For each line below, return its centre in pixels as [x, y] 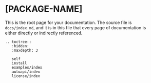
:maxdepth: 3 [25, 50]
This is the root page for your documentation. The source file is [68, 22]
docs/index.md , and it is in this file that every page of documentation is [75, 27]
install [19, 63]
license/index [26, 76]
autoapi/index [26, 72]
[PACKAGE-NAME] [44, 9]
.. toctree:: [18, 42]
